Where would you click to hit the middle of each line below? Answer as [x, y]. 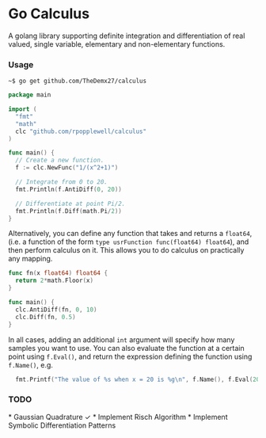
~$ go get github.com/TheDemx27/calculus [78, 81]
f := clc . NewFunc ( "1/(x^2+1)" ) [67, 168]
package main [30, 95]
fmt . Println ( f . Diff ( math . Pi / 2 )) [69, 211]
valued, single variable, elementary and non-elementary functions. [117, 44]
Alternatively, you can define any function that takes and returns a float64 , [130, 234]
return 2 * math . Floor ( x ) [54, 281]
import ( [23, 109]
